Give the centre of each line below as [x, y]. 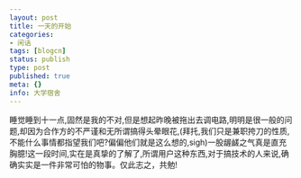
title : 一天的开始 [41, 26]
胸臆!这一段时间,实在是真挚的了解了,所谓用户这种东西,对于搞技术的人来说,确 [150, 153]
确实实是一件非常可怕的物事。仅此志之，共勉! [94, 165]
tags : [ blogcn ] [38, 51]
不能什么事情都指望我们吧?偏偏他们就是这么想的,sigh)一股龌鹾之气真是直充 [148, 142]
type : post [30, 68]
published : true [40, 76]
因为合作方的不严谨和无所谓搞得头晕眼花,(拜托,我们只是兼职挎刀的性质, [159, 130]
